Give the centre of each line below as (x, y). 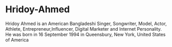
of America (17, 40)
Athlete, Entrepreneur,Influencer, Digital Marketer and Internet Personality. (84, 29)
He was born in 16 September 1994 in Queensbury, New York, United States (85, 34)
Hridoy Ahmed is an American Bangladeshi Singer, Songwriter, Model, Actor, (86, 24)
